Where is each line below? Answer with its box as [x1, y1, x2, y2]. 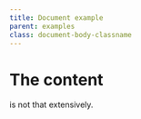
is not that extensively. [9, 99, 94, 110]
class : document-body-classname [9, 30, 132, 39]
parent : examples [9, 22, 76, 31]
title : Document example [9, 13, 104, 23]
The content [9, 69, 104, 90]
